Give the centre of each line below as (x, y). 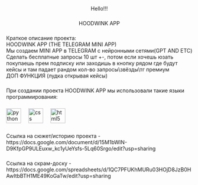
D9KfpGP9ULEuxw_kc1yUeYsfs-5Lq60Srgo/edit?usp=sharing (81, 148)
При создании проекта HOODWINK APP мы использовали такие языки (95, 90)
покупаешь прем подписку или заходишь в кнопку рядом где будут (92, 63)
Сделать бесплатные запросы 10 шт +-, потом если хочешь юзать (90, 57)
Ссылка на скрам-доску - (39, 163)
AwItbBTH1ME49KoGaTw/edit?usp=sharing (59, 176)
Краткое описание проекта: (41, 38)
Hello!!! (99, 9)
